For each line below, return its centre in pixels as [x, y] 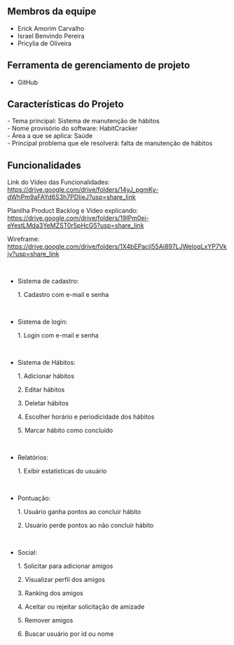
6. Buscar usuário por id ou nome [66, 634]
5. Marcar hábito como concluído [65, 431]
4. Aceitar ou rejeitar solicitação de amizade [81, 607]
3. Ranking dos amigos [50, 593]
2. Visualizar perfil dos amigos [61, 580]
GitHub [28, 82]
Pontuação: [34, 498]
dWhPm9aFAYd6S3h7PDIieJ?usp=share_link [71, 197]
